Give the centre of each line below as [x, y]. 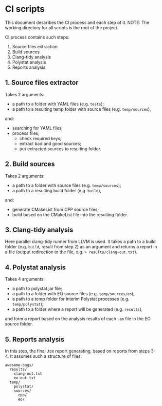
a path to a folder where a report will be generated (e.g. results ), [77, 309]
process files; [26, 133]
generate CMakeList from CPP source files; [55, 209]
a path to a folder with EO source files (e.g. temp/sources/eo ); [73, 294]
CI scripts [25, 9]
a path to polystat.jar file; [37, 288]
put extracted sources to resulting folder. [60, 149]
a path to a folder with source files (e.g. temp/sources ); [67, 185]
